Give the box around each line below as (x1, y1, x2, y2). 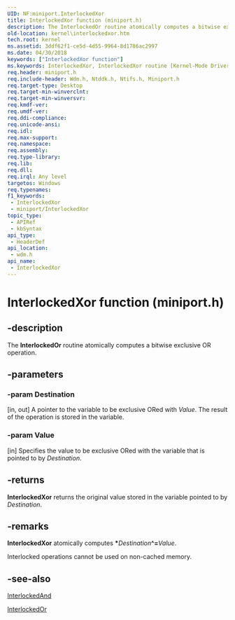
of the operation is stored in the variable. (7, 413, 124, 421)
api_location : (7, 244, 49, 252)
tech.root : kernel (7, 36, 61, 43)
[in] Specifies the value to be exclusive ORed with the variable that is (7, 446, 205, 455)
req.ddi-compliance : (7, 114, 68, 121)
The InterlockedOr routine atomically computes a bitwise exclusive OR (7, 340, 211, 349)
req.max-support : (7, 134, 58, 141)
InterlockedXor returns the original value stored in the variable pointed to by (7, 492, 228, 501)
